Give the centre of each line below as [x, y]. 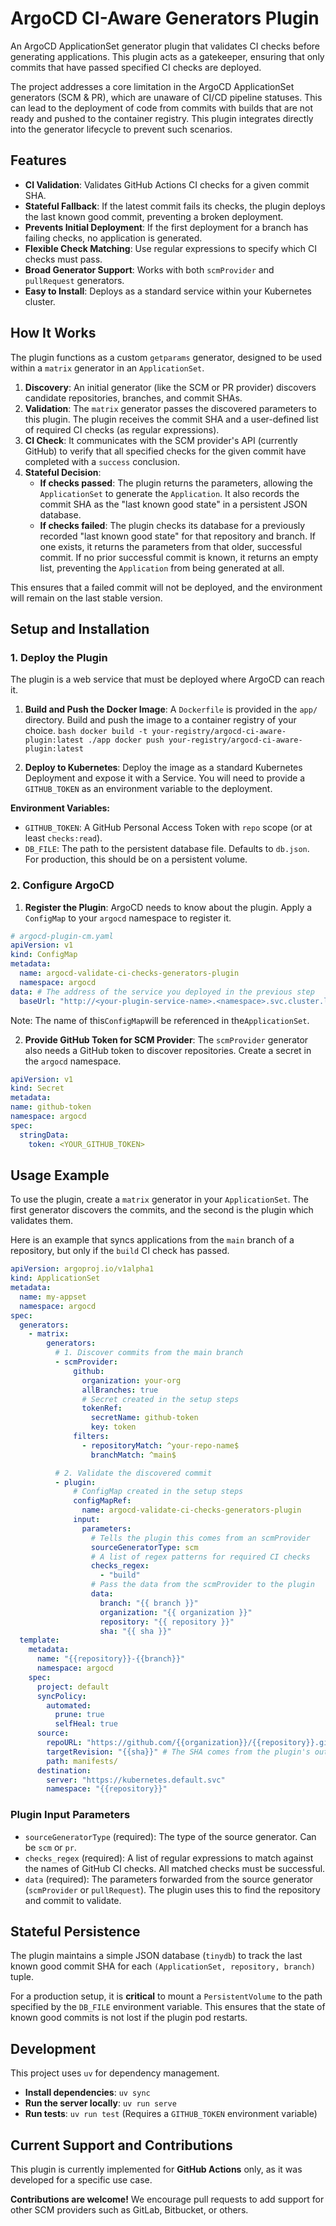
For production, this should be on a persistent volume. [136, 859]
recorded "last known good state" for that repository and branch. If [178, 536]
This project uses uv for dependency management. [115, 2073]
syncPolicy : [61, 1696]
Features [38, 160]
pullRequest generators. [74, 280]
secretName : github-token [144, 1418]
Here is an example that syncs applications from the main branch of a [152, 1240]
